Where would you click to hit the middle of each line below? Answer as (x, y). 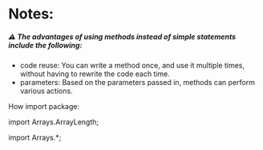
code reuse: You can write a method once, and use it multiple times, (132, 66)
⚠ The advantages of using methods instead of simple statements (122, 36)
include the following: (45, 45)
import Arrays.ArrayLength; (54, 122)
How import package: (44, 107)
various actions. (47, 91)
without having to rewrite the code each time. (95, 74)
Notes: (31, 14)
